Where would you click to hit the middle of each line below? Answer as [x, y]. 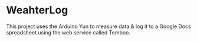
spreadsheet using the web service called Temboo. [68, 32]
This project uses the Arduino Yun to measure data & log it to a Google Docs [99, 26]
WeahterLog [37, 10]
